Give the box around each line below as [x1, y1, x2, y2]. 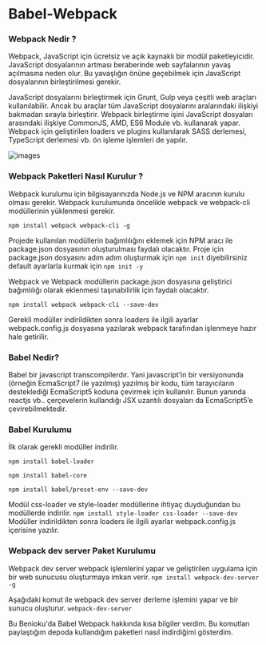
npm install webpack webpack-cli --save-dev [8, 300, 159, 308]
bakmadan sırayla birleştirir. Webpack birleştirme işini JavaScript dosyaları [8, 110, 253, 119]
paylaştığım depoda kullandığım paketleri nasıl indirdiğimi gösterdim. [8, 627, 233, 637]
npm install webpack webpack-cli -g [8, 221, 130, 229]
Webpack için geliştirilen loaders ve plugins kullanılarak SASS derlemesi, [8, 127, 247, 136]
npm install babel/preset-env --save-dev [8, 486, 149, 494]
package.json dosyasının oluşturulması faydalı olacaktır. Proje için [8, 244, 224, 253]
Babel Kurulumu [8, 424, 72, 435]
